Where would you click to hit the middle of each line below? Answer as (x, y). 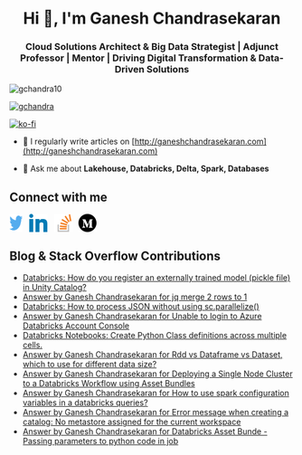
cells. (33, 345)
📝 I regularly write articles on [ (79, 142)
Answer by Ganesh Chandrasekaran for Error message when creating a (156, 412)
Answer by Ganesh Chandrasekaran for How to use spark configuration (156, 393)
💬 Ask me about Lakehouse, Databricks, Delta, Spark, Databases (146, 169)
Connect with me (59, 197)
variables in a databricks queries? (85, 403)
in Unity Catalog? (55, 288)
